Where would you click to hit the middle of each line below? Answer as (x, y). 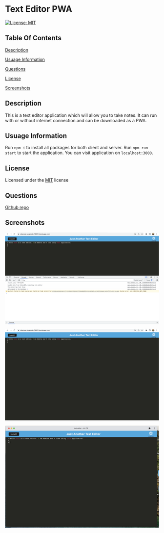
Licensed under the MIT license (37, 180)
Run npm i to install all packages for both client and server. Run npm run (77, 148)
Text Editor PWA (39, 9)
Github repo (17, 207)
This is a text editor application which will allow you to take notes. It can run (81, 115)
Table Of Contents (33, 38)
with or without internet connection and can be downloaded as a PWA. (76, 120)
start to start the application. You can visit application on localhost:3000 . (79, 153)
